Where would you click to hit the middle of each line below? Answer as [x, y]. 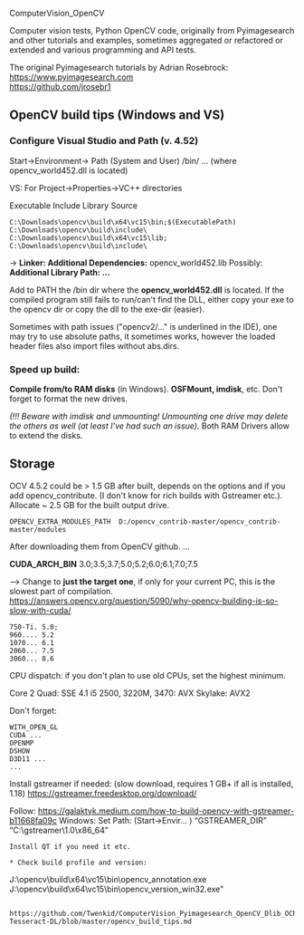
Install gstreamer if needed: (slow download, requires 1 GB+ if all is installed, [152, 784]
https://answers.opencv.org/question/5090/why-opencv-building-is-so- [144, 601]
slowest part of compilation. [61, 591]
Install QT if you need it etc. [70, 846]
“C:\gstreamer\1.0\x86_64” [59, 830]
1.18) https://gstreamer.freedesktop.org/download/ [103, 793]
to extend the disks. [46, 435]
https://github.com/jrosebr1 [60, 87]
